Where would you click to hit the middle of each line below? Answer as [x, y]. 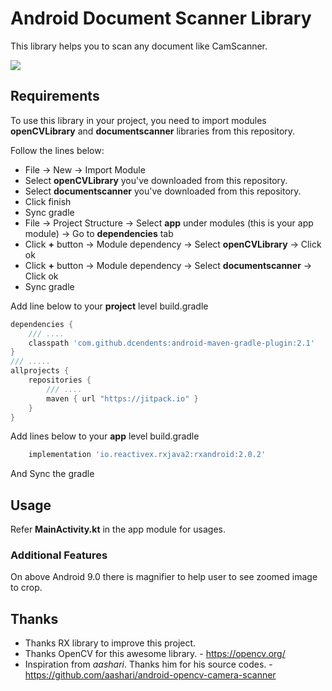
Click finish [48, 201]
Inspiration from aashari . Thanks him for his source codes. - [148, 664]
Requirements [55, 96]
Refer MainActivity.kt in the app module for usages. [118, 529]
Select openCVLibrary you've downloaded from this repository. [156, 180]
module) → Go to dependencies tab [99, 233]
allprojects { [40, 371]
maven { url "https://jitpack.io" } [122, 398]
